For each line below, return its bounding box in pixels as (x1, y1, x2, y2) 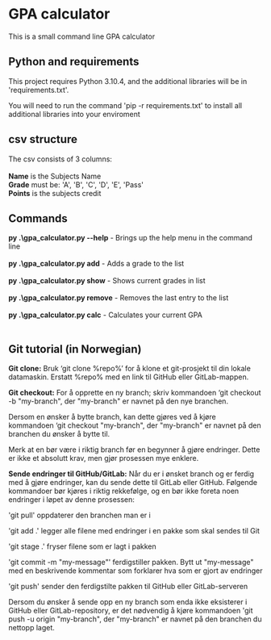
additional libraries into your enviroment (8, 109, 141, 119)
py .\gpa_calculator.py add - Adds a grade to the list (8, 259, 185, 269)
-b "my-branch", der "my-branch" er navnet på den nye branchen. (8, 396, 228, 406)
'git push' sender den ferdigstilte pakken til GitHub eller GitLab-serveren (8, 582, 248, 592)
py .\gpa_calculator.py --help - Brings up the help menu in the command (8, 233, 252, 243)
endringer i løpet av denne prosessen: (8, 495, 135, 504)
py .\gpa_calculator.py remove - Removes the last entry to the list (8, 293, 229, 303)
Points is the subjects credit (8, 188, 102, 198)
